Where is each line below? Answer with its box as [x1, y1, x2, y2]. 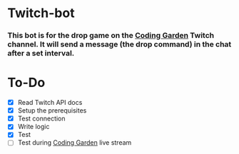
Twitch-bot [7, 5, 75, 21]
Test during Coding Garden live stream [17, 138, 132, 147]
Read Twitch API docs [17, 98, 83, 107]
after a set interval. [7, 48, 75, 58]
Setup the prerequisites [17, 106, 87, 115]
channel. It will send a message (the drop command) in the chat [7, 39, 232, 49]
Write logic [17, 123, 50, 131]
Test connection [17, 114, 66, 123]
